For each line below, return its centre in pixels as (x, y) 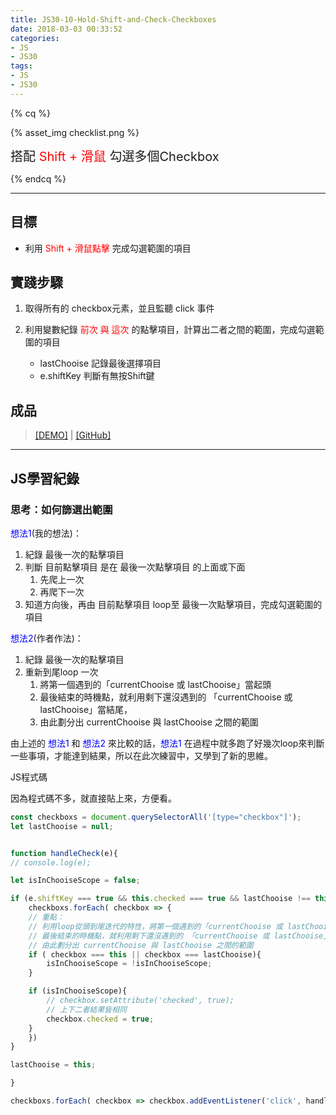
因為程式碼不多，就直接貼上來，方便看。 (93, 798)
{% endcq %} (38, 178)
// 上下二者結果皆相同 (86, 1009)
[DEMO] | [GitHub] (73, 435)
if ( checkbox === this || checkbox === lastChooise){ (145, 954)
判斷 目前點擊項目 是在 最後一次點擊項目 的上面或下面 (135, 567)
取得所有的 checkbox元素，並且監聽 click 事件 (119, 308)
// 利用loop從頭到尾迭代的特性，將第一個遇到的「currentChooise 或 (155, 926)
